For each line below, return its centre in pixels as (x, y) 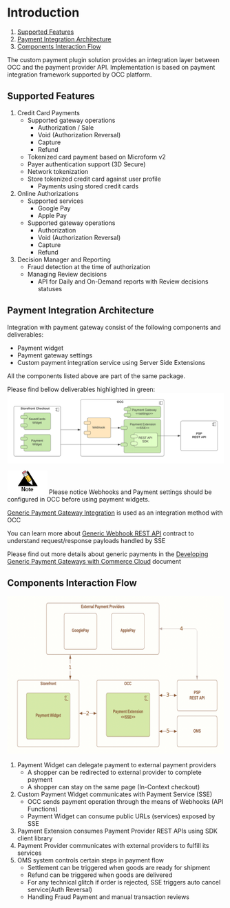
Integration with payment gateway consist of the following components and (114, 327)
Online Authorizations (48, 193)
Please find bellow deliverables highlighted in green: (81, 389)
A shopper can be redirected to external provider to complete (114, 772)
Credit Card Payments (49, 112)
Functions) (43, 809)
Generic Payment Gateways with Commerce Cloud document (94, 561)
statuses (50, 288)
